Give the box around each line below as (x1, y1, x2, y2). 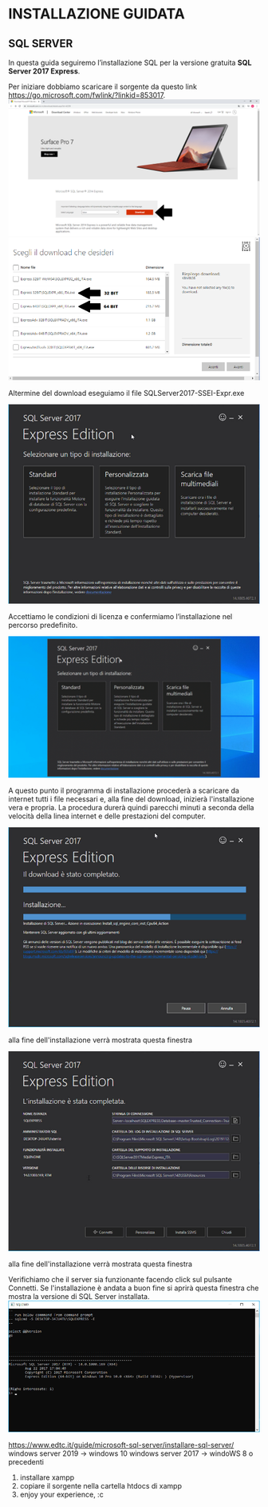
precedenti (8, 1457, 44, 1467)
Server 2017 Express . (8, 66, 81, 76)
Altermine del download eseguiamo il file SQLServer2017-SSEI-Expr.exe (8, 388, 245, 398)
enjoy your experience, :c (19, 1489, 104, 1500)
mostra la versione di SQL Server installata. (8, 1291, 150, 1301)
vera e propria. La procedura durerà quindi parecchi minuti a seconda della (8, 803, 254, 813)
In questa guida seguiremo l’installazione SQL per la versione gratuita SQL (8, 58, 252, 67)
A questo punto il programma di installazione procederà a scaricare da (8, 785, 239, 796)
